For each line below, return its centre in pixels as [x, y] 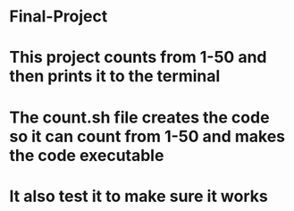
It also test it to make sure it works [139, 196]
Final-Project [59, 17]
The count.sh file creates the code [139, 117]
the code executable [87, 155]
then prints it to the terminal [115, 76]
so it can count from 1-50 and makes [147, 136]
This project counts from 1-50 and [138, 58]
